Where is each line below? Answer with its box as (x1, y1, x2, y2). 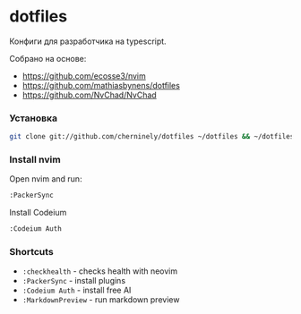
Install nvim (9, 154, 61, 166)
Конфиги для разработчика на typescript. (9, 36, 168, 47)
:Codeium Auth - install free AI (21, 284, 132, 296)
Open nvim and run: (9, 174, 82, 184)
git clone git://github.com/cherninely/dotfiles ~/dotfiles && (9, 132, 251, 141)
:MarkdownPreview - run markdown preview (21, 294, 180, 305)
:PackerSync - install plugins (21, 276, 126, 286)
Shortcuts (9, 246, 54, 259)
